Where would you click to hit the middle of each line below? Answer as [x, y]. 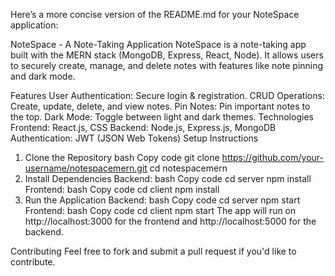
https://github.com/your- [272, 157]
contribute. [33, 262]
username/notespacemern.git [86, 168]
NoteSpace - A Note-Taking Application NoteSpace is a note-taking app [158, 44]
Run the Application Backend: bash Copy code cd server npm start [162, 200]
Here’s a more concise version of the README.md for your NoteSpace [155, 14]
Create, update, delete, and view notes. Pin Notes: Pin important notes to [160, 106]
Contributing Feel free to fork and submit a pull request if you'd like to [153, 251]
